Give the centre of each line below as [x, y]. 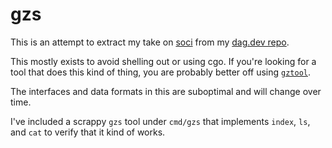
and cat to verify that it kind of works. [88, 132]
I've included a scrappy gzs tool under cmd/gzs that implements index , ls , [160, 121]
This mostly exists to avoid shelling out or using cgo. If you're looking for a [163, 61]
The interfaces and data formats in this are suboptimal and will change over [166, 91]
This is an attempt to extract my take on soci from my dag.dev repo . [150, 42]
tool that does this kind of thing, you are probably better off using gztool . [161, 72]
